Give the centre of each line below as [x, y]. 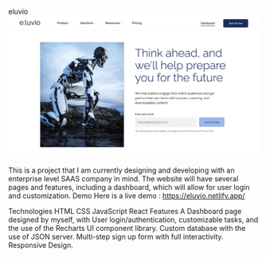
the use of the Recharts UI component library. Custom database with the [127, 228]
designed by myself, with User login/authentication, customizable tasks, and [133, 220]
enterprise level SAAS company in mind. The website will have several [123, 178]
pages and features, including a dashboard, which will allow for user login [129, 187]
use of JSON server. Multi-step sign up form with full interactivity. [116, 236]
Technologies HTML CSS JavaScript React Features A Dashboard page [125, 211]
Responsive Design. [41, 245]
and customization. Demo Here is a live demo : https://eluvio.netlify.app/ [127, 196]
